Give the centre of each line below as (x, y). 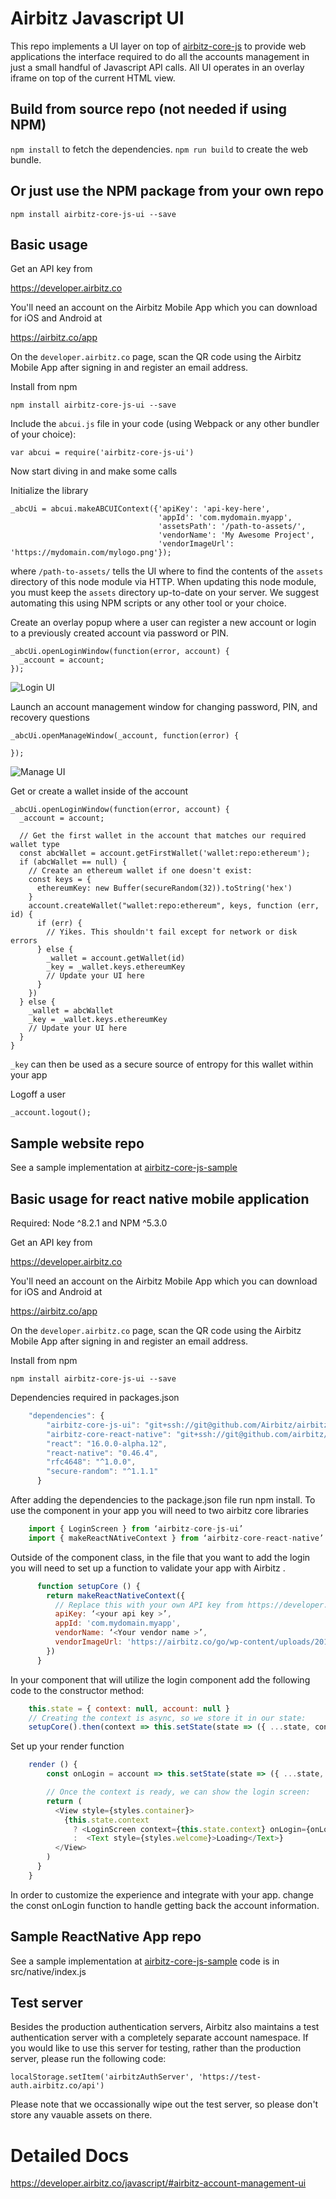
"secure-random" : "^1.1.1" (102, 1472)
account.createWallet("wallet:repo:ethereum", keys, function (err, (174, 906)
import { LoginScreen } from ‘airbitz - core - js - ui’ (136, 1529)
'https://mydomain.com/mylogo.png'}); (91, 553)
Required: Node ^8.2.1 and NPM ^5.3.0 (89, 1223)
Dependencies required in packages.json (95, 1397)
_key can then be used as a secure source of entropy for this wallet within (162, 1064)
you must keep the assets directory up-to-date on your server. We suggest (164, 593)
